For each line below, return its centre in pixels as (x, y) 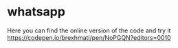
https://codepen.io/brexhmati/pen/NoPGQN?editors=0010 (89, 37)
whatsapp (36, 12)
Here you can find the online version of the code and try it (89, 30)
